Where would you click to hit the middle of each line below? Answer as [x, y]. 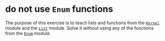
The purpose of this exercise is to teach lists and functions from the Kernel [82, 23]
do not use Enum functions [59, 9]
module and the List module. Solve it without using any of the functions [79, 28]
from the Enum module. [28, 33]
